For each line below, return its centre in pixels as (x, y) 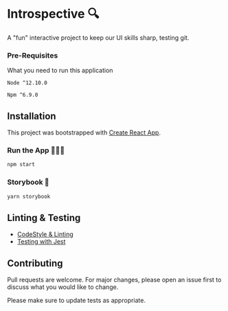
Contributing (35, 263)
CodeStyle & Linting (45, 234)
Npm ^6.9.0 (23, 95)
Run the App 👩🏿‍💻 (36, 150)
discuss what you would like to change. (63, 287)
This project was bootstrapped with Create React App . (84, 133)
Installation (32, 116)
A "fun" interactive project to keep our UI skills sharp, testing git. (98, 37)
